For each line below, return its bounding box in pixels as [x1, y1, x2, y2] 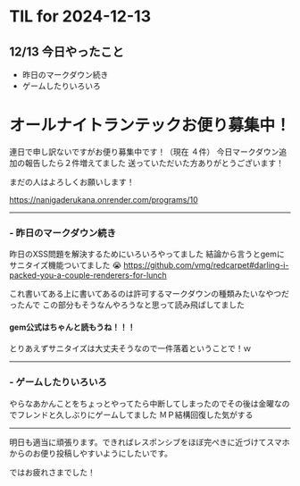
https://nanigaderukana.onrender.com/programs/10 [9, 194, 198, 205]
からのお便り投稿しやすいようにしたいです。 [9, 448, 172, 458]
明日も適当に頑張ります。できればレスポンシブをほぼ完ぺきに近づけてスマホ [9, 436, 290, 448]
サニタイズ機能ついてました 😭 [9, 260, 122, 271]
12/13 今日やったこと [9, 44, 125, 59]
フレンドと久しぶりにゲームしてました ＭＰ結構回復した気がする [16, 409, 254, 420]
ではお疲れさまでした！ [9, 466, 96, 477]
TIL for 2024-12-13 [9, 6, 152, 27]
